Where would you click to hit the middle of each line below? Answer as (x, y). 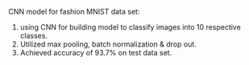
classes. (34, 36)
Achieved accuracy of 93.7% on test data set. (96, 53)
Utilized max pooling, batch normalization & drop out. (108, 44)
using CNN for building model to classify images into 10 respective (131, 27)
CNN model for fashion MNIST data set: (74, 12)
